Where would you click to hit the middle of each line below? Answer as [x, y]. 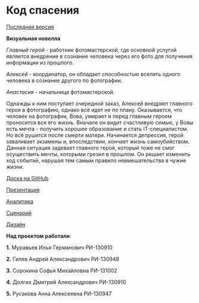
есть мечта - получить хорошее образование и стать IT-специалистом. [97, 129]
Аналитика [20, 201]
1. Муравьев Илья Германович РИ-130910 [60, 247]
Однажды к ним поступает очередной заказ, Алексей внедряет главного [99, 103]
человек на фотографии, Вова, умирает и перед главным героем [89, 116]
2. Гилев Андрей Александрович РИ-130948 [63, 259]
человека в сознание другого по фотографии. [64, 80]
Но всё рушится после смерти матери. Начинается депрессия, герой [95, 135]
